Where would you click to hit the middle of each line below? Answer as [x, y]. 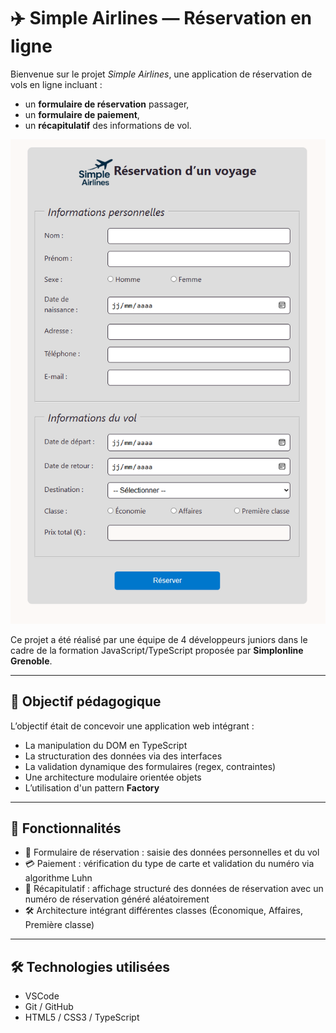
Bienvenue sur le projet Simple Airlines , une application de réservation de [161, 74]
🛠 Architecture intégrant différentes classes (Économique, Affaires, [164, 911]
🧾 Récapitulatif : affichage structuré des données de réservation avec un [174, 889]
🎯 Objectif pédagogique [86, 701]
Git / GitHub [49, 1007]
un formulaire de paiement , [82, 114]
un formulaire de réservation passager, [107, 104]
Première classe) [59, 925]
